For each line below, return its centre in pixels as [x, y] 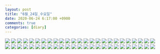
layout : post [18, 9]
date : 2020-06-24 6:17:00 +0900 [38, 18]
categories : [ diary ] [26, 27]
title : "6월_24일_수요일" [29, 14]
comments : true [20, 23]
